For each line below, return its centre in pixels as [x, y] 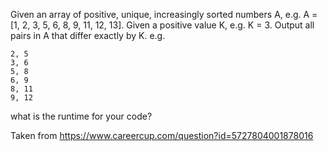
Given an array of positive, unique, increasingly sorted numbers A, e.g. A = [164, 14]
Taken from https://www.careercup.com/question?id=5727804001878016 [162, 135]
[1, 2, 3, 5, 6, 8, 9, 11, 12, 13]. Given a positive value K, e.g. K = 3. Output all [162, 25]
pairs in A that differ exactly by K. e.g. [88, 35]
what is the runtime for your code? [81, 116]
